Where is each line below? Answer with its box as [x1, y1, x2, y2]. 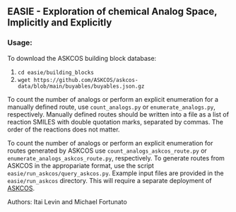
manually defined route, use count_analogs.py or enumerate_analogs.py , [7, 102, 216, 111]
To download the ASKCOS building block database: [7, 54, 157, 62]
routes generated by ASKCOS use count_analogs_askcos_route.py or [7, 146, 207, 155]
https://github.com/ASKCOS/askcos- [33, 76, 138, 83]
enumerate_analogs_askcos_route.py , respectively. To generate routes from [7, 153, 225, 162]
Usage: [7, 38, 33, 48]
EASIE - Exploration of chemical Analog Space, [7, 6, 218, 18]
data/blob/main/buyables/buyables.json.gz [17, 83, 145, 90]
